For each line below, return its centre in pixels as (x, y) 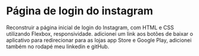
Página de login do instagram (80, 11)
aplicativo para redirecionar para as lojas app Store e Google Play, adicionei (99, 40)
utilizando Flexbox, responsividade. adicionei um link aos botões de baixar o (100, 33)
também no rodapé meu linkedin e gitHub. (58, 46)
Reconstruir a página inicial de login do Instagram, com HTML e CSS (90, 27)
